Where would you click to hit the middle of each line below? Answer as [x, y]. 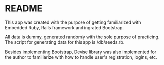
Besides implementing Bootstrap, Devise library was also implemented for [81, 52]
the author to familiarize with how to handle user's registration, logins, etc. [81, 57]
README [24, 9]
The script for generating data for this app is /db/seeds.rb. [65, 42]
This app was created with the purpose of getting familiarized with [73, 22]
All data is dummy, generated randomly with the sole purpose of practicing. [82, 37]
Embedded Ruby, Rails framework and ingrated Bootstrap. [65, 27]
